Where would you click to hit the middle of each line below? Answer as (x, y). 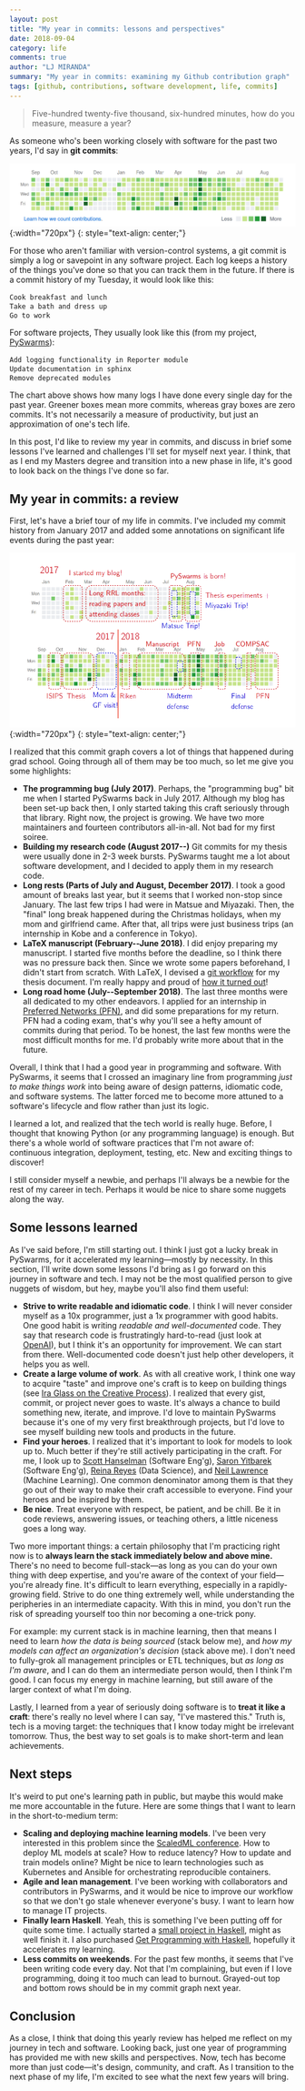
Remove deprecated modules (60, 378)
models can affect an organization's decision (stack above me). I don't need (152, 1651)
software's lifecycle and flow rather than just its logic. (109, 1106)
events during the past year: (62, 540)
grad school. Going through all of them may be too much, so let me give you (152, 761)
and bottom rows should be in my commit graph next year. (132, 1987)
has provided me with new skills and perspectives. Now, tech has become (148, 2057)
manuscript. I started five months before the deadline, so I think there (152, 953)
